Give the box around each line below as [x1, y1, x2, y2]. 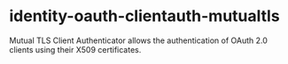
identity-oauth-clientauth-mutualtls [9, 6, 281, 26]
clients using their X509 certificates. [9, 44, 142, 54]
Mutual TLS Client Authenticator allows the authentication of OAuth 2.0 [9, 35, 269, 46]
